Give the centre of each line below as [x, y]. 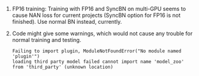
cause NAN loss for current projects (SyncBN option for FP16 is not [96, 15]
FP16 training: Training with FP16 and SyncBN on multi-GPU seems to [99, 9]
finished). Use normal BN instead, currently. [67, 22]
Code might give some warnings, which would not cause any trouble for [102, 33]
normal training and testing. [47, 40]
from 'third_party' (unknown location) [63, 67]
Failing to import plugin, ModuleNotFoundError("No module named [96, 51]
